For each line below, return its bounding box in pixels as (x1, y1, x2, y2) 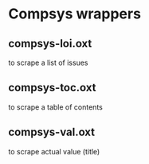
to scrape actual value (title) (8, 146, 100, 156)
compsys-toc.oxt (8, 81, 96, 94)
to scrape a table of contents (8, 102, 104, 112)
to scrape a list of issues (8, 58, 88, 67)
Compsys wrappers (8, 5, 142, 23)
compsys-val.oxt (8, 126, 96, 139)
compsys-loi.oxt (8, 37, 92, 50)
